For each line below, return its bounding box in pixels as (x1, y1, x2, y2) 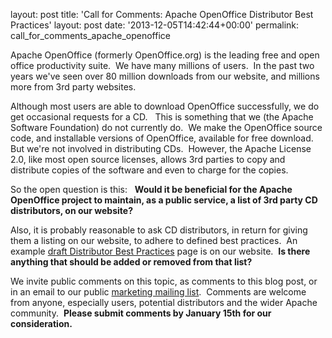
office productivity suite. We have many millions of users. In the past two (10, 60, 315, 71)
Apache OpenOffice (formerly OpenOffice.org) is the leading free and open (10, 49, 320, 61)
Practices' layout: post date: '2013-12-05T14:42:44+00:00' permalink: (10, 19, 300, 31)
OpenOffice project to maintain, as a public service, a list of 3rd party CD (10, 194, 318, 206)
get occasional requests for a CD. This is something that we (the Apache (10, 111, 314, 123)
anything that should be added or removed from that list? (10, 256, 253, 268)
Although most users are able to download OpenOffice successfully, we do (10, 100, 320, 112)
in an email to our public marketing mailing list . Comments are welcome (10, 286, 307, 298)
